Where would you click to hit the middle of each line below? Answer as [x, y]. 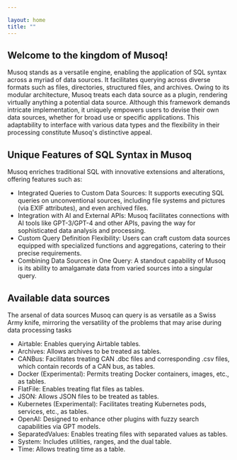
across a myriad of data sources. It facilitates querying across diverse [109, 80]
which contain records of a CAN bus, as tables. [86, 366]
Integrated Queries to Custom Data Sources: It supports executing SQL [121, 193]
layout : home [27, 20]
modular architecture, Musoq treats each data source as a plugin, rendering [117, 95]
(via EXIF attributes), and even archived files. [83, 208]
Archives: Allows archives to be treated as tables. [89, 351]
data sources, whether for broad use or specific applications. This [103, 117]
